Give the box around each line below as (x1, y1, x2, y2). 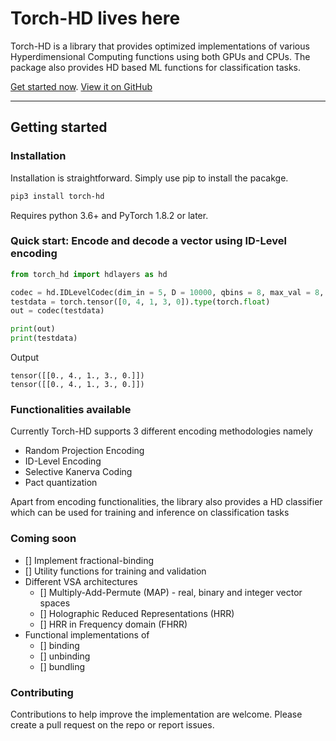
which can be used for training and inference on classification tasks (10, 507, 290, 519)
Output (10, 352, 39, 364)
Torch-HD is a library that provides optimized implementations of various (10, 40, 310, 52)
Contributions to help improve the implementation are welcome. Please (10, 708, 303, 720)
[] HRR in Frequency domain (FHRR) (39, 618, 188, 630)
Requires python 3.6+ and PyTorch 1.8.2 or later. (10, 209, 209, 221)
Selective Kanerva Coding (24, 466, 133, 478)
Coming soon (10, 532, 77, 546)
